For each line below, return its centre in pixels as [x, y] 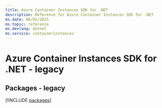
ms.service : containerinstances [39, 33]
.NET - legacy [35, 69]
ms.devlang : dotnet [26, 29]
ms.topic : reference [27, 24]
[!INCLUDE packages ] [28, 100]
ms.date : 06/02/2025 [27, 19]
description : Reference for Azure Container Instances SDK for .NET [79, 15]
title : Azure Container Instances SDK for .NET [57, 10]
